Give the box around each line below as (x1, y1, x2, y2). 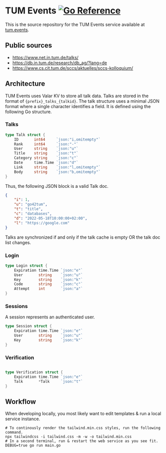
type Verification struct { (5, 370, 63, 375)
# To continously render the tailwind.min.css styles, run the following (5, 426, 161, 431)
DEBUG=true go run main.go (5, 443, 61, 448)
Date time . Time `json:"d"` (14, 160, 79, 165)
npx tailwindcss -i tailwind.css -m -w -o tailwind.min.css (5, 434, 132, 440)
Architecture (5, 80, 46, 88)
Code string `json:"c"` (14, 282, 83, 287)
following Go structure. (5, 109, 52, 115)
